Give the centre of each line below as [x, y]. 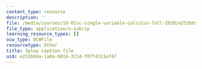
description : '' [26, 17]
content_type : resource [36, 12]
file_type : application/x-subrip [48, 28]
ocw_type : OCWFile [29, 40]
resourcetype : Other [32, 46]
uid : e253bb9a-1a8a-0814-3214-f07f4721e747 [62, 56]
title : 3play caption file [40, 51]
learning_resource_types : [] [43, 34]
